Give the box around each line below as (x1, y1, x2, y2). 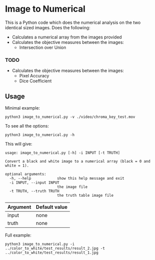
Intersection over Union (19, 44, 66, 50)
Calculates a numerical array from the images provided (12, 34, 122, 40)
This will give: (5, 141, 32, 147)
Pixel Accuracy (19, 73, 49, 79)
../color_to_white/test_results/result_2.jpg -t (5, 246, 105, 251)
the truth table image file (57, 193, 114, 198)
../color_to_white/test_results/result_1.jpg (5, 250, 98, 255)
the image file (57, 185, 88, 189)
